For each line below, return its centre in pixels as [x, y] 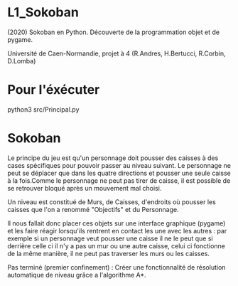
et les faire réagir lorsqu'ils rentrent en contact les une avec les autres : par [117, 231]
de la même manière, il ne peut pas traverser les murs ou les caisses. [108, 253]
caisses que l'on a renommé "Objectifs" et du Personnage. [93, 209]
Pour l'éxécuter [54, 90]
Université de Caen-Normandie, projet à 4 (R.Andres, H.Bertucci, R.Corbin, [117, 53]
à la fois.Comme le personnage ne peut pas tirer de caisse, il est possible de [119, 180]
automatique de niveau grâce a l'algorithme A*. [77, 275]
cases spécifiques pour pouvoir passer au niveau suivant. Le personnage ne [119, 165]
